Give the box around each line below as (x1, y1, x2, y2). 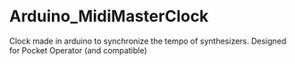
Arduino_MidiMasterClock (9, 6, 209, 27)
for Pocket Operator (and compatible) (9, 44, 147, 55)
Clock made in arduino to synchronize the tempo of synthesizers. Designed (9, 36, 287, 46)
